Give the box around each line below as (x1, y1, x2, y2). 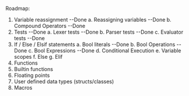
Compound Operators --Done (13, 23, 86, 29)
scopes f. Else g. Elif (13, 54, 63, 60)
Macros (13, 84, 33, 91)
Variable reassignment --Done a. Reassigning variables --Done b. (13, 16, 171, 23)
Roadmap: (5, 5, 30, 12)
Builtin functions (13, 66, 54, 72)
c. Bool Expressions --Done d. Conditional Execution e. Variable (28, 47, 181, 54)
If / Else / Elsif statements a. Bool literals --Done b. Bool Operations (13, 41, 176, 48)
